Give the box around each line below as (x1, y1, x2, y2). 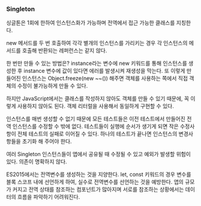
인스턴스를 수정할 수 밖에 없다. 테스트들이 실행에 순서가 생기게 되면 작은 (12, 123, 179, 130)
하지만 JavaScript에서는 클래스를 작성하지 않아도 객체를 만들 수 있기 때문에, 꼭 (6, 95, 190, 102)
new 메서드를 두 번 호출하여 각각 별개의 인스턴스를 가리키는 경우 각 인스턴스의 (6, 40, 188, 47)
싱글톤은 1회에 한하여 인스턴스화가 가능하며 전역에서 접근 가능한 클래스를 (6, 19, 175, 26)
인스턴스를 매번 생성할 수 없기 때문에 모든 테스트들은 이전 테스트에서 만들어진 (6, 115, 186, 123)
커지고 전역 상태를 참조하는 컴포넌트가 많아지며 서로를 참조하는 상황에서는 (12, 186, 184, 193)
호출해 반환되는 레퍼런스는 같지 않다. (22, 47, 107, 54)
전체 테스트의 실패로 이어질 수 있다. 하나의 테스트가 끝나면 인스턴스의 (17, 130, 178, 138)
